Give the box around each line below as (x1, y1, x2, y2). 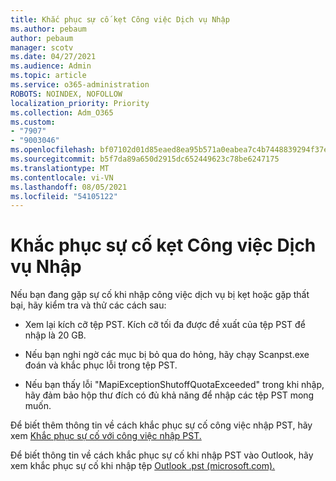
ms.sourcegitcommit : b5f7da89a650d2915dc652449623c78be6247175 (10, 154, 280, 164)
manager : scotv (10, 42, 74, 53)
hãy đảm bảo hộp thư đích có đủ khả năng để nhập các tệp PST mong (24, 389, 315, 401)
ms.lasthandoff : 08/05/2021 (10, 182, 128, 192)
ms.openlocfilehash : (10, 145, 97, 155)
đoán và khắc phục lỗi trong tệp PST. (24, 359, 178, 371)
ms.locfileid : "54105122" (10, 191, 118, 201)
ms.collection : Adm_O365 (10, 107, 114, 118)
